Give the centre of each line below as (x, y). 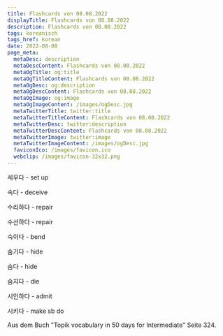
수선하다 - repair (30, 221)
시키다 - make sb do (36, 311)
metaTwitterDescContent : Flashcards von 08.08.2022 (91, 131)
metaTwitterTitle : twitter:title (62, 111)
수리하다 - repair (30, 207)
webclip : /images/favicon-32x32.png (67, 157)
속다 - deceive (28, 192)
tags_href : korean (34, 40)
